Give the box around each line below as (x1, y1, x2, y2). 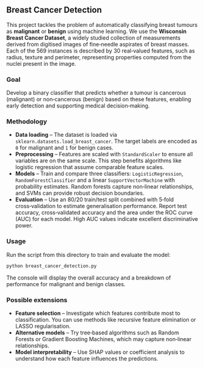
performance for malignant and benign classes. (6, 280, 126, 287)
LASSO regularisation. (15, 322, 71, 330)
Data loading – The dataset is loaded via (15, 131, 117, 139)
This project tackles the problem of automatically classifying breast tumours (6, 21, 198, 28)
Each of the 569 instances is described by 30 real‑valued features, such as (6, 47, 195, 54)
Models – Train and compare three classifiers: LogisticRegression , (15, 170, 183, 178)
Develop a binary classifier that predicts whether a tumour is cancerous (6, 89, 186, 96)
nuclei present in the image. (6, 60, 76, 67)
